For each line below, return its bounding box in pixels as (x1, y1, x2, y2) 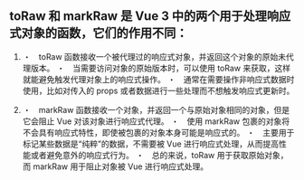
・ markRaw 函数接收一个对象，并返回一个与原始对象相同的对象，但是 (22, 104, 290, 115)
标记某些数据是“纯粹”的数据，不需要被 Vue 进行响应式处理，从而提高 (22, 138, 280, 149)
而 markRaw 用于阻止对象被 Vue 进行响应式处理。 (22, 161, 209, 172)
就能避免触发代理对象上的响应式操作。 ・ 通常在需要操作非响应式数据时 (22, 73, 295, 84)
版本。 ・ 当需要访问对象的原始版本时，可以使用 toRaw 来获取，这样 (30, 62, 291, 73)
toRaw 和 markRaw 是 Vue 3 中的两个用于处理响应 (9, 8, 291, 24)
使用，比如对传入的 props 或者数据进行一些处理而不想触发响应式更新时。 (22, 85, 295, 96)
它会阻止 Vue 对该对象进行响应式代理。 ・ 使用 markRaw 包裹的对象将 (22, 116, 290, 127)
